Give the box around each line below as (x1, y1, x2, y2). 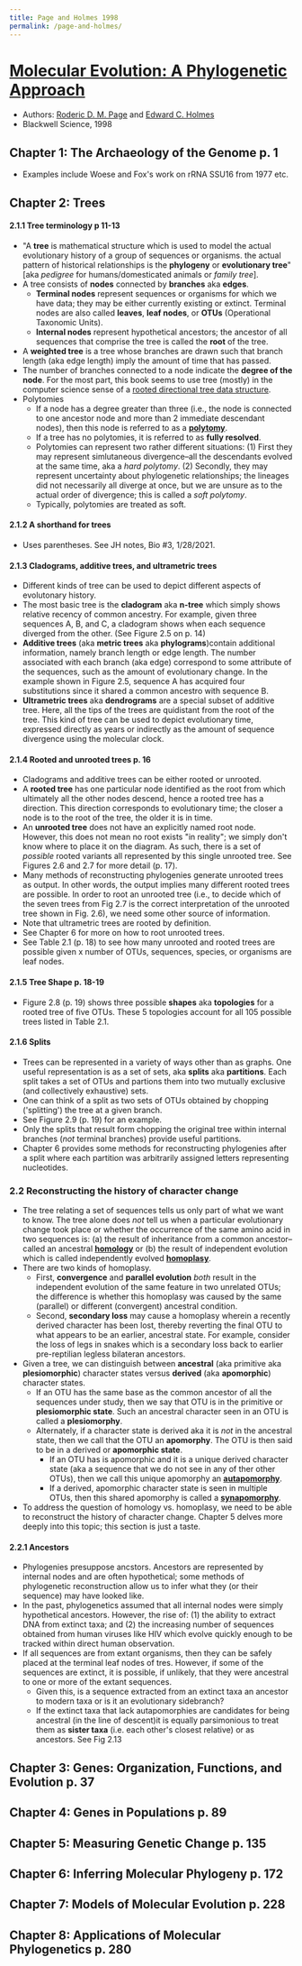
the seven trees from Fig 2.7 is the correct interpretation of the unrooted (22, 899, 290, 910)
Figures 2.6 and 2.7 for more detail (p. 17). (22, 860, 178, 871)
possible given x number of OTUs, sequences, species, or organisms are (22, 946, 292, 957)
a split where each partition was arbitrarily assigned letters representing (22, 1152, 289, 1163)
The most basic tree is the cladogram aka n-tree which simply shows (22, 599, 281, 610)
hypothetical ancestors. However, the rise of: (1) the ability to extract (22, 1610, 276, 1621)
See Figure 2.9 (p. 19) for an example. (22, 1114, 163, 1125)
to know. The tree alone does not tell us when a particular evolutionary (22, 1214, 284, 1226)
